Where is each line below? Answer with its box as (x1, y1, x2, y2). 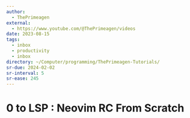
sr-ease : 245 (6, 75, 39, 81)
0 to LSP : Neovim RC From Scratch (6, 101, 185, 115)
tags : (6, 37, 20, 43)
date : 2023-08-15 (6, 31, 50, 37)
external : (6, 20, 31, 26)
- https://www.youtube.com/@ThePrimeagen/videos (11, 25, 136, 32)
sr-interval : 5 (6, 70, 44, 76)
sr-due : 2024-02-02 (6, 64, 55, 71)
